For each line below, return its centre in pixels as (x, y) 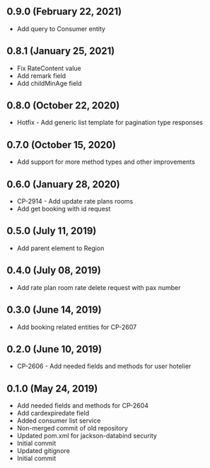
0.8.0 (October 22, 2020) (63, 106)
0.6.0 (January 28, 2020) (64, 184)
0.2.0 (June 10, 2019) (54, 349)
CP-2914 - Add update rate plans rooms (75, 201)
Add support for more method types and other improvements (106, 162)
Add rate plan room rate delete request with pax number (99, 287)
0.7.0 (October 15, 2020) (61, 145)
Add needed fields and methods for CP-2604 (83, 406)
